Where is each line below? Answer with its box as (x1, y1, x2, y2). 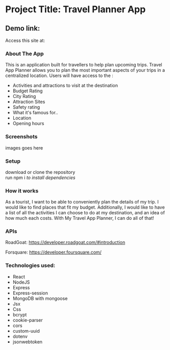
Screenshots (5, 133, 38, 140)
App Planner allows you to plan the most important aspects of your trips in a (5, 67, 165, 73)
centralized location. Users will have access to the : (5, 72, 113, 79)
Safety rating (12, 104, 40, 110)
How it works (5, 187, 39, 194)
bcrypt (12, 311, 27, 317)
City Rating (12, 93, 36, 99)
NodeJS (12, 279, 30, 285)
